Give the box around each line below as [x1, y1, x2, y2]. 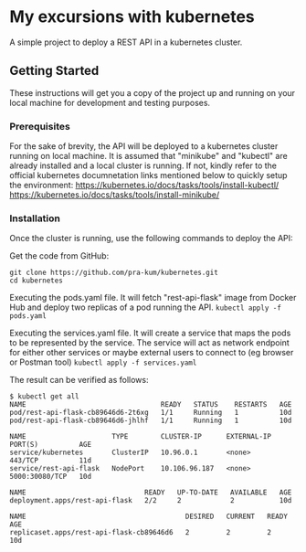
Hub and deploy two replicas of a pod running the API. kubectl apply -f [9, 302, 281, 313]
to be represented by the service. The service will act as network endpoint [9, 337, 290, 348]
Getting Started [9, 63, 100, 79]
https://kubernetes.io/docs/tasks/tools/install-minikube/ [9, 189, 220, 200]
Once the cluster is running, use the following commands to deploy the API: [9, 233, 294, 244]
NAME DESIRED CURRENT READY [9, 512, 288, 522]
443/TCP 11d [9, 456, 92, 465]
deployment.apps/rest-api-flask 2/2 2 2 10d [9, 496, 292, 505]
